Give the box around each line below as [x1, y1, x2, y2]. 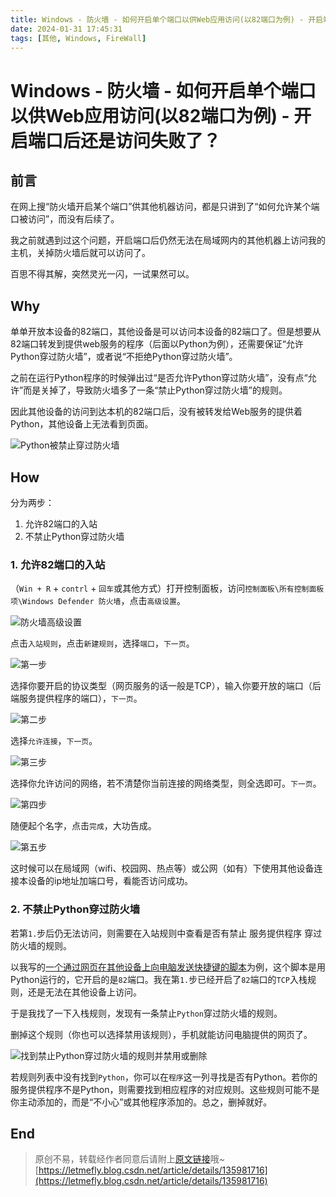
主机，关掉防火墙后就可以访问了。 [10, 247, 151, 259]
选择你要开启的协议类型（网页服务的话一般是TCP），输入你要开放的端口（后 [10, 680, 322, 692]
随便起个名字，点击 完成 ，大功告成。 [10, 820, 157, 832]
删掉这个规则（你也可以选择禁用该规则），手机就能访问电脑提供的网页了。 [10, 1028, 313, 1040]
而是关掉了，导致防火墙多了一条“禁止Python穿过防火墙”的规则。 [23, 384, 288, 396]
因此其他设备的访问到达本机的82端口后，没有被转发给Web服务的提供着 [10, 406, 303, 418]
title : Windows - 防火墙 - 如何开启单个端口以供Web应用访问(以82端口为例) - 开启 [10, 14, 324, 25]
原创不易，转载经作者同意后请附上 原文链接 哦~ [34, 1153, 226, 1165]
